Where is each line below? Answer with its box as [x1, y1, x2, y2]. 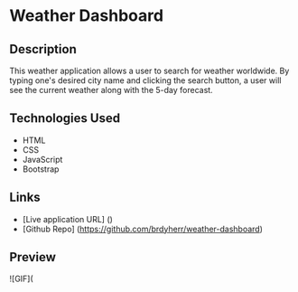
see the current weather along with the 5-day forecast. [9, 85, 214, 95]
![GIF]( [9, 273, 33, 285]
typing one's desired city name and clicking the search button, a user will [9, 75, 282, 86]
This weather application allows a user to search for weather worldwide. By [9, 65, 290, 76]
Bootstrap [22, 164, 60, 174]
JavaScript [22, 154, 63, 165]
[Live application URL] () [22, 213, 113, 224]
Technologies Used [9, 110, 120, 127]
